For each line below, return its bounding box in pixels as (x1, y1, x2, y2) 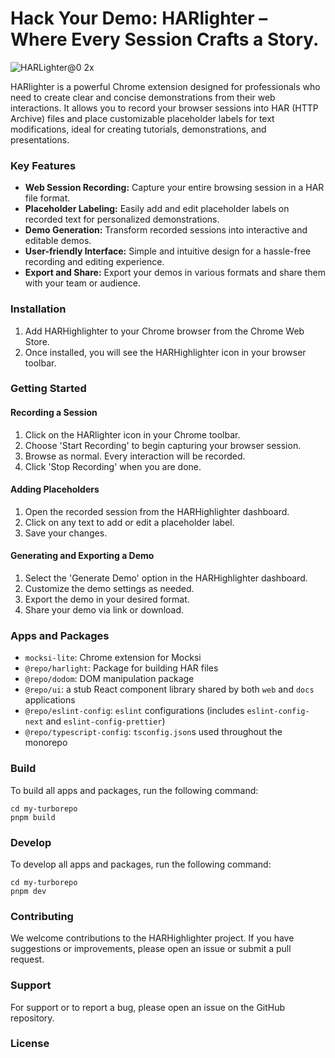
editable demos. (24, 235, 92, 247)
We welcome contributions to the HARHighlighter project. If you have (10, 932, 295, 944)
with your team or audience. (24, 277, 142, 289)
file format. (24, 192, 71, 204)
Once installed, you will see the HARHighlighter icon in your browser (24, 346, 307, 358)
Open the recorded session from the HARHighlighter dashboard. (24, 505, 290, 517)
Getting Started (10, 382, 87, 396)
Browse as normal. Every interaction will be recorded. (24, 450, 246, 462)
